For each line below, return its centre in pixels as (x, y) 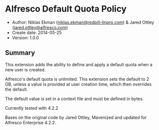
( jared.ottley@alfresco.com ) (40, 27)
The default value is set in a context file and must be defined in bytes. (74, 99)
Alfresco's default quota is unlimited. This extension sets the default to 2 (77, 79)
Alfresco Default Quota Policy (66, 9)
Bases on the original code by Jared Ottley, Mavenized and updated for (76, 117)
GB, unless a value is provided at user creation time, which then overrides (78, 84)
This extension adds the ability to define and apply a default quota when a (79, 64)
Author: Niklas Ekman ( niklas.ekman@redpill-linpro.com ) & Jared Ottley (83, 22)
